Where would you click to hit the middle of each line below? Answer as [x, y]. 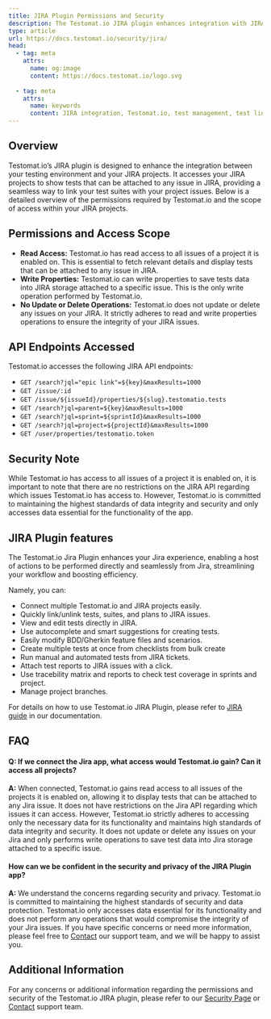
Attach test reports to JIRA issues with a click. [96, 666]
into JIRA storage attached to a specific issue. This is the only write [132, 287]
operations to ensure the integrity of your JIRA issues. [110, 322]
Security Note [44, 459]
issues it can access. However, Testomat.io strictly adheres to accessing [129, 814]
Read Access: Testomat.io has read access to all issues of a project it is [140, 253]
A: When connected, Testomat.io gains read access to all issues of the [126, 788]
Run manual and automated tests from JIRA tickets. [105, 658]
